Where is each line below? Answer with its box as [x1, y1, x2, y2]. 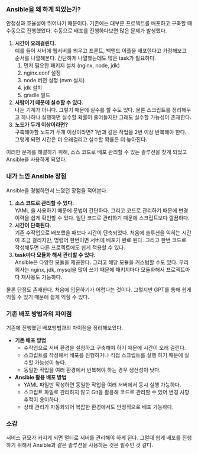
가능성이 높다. [34, 359, 67, 366]
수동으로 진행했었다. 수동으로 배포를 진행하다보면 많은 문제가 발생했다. [6, 27, 167, 34]
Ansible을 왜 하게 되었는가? [6, 5, 81, 13]
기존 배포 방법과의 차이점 [6, 310, 72, 318]
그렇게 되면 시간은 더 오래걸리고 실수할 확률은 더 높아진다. [14, 136, 148, 143]
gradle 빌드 [23, 92, 51, 99]
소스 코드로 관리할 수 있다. [14, 199, 74, 207]
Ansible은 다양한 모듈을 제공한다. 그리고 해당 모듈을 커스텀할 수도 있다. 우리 [14, 259, 189, 266]
